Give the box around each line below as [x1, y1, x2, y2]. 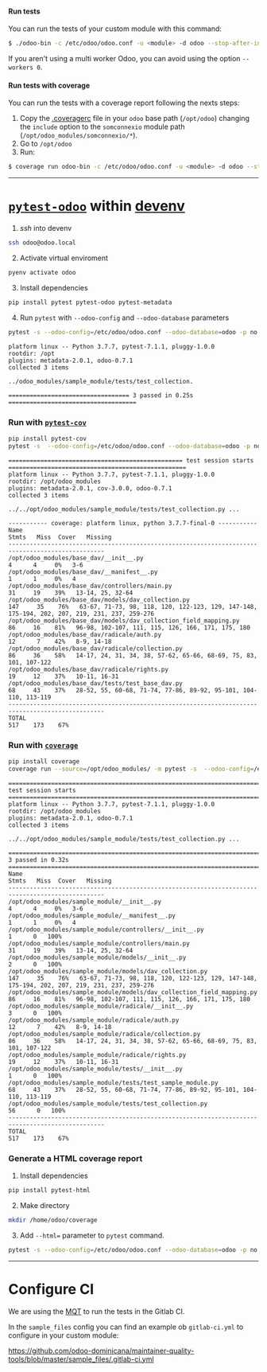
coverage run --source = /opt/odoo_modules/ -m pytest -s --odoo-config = [8, 765, 254, 773]
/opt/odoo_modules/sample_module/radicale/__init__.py [8, 1002, 194, 1010]
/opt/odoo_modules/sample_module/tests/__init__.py [8, 1065, 183, 1073]
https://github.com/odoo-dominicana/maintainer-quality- [8, 1346, 195, 1355]
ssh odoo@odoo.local [8, 239, 77, 247]
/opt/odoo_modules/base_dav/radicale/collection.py [8, 645, 183, 653]
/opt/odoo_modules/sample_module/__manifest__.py [8, 911, 176, 919]
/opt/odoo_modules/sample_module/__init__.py [8, 898, 161, 906]
